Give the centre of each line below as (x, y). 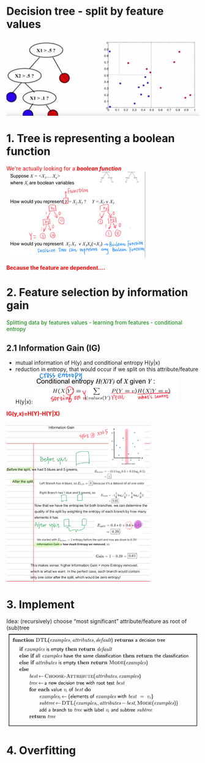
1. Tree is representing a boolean (91, 138)
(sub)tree (18, 628)
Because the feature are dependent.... (56, 267)
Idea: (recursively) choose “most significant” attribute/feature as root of (97, 621)
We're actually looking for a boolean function (64, 168)
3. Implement (40, 604)
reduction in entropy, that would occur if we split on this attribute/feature (107, 370)
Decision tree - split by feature (85, 11)
